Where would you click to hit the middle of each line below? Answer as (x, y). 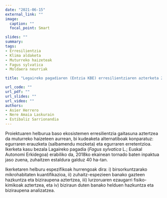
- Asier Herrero (22, 110)
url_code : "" (19, 87)
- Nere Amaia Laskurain (30, 115)
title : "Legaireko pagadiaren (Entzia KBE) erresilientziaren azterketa (82, 78)
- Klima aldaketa (23, 55)
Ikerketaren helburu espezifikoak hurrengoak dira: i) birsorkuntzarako (76, 169)
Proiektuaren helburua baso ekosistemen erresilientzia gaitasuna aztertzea (82, 133)
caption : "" (22, 24)
